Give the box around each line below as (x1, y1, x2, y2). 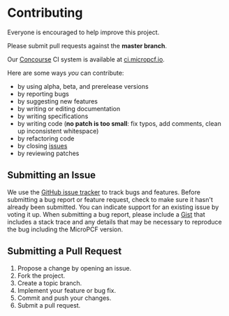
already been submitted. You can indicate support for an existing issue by (7, 203, 219, 211)
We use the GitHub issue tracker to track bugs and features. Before (7, 187, 201, 196)
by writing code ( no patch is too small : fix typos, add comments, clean (17, 119, 221, 127)
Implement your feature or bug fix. (17, 286, 117, 294)
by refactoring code (17, 134, 75, 143)
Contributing (7, 5, 83, 21)
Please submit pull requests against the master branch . (7, 41, 168, 50)
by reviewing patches (17, 149, 80, 157)
